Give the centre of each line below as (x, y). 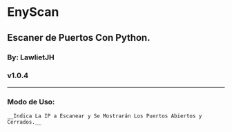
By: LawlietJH (31, 57)
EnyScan (33, 12)
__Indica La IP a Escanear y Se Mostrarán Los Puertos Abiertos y (105, 116)
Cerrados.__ (24, 122)
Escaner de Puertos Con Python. (79, 38)
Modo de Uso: (31, 102)
